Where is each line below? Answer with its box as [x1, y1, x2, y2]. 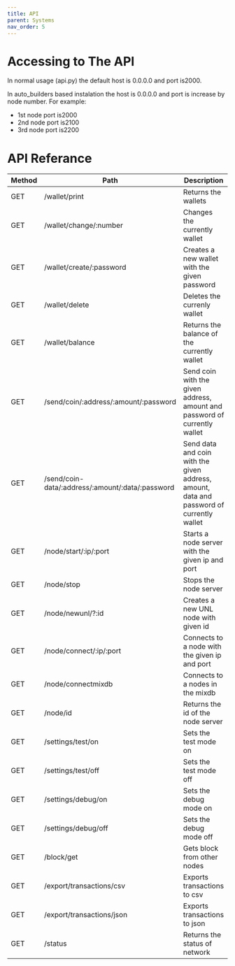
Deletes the [183, 291, 221, 301]
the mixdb [183, 688, 216, 698]
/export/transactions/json [44, 910, 128, 920]
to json [183, 918, 206, 928]
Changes [183, 208, 213, 217]
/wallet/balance [44, 338, 95, 347]
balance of [183, 329, 218, 339]
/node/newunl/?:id [44, 609, 104, 619]
